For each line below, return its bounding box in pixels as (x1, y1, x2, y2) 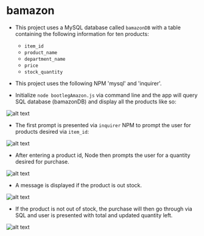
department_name (24, 56, 66, 62)
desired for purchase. (15, 158, 70, 165)
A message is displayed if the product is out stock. (15, 181, 142, 189)
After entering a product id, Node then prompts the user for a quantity (15, 151, 191, 159)
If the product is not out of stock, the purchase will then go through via (15, 205, 193, 212)
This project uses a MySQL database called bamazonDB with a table (15, 24, 181, 31)
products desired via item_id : (15, 128, 90, 135)
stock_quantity (24, 69, 63, 75)
